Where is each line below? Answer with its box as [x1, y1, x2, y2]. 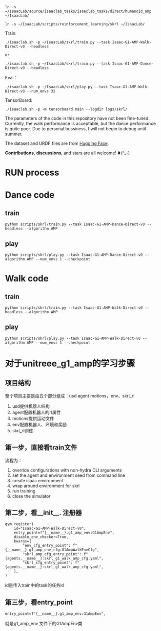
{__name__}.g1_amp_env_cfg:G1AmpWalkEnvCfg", [5, 547, 99, 553]
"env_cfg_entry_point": [22, 543, 71, 548]
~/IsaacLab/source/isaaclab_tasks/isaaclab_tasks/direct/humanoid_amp [5, 9, 152, 14]
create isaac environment [12, 477, 63, 483]
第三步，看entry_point [5, 598, 73, 607]
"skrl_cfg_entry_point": [22, 561, 73, 565]
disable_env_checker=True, [14, 535, 69, 539]
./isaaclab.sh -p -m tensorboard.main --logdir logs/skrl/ [5, 107, 128, 112]
